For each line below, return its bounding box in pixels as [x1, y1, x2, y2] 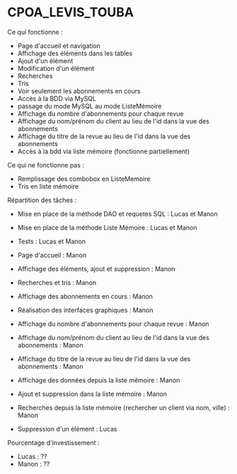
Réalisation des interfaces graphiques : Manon [17, 306, 154, 314]
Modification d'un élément [17, 64, 95, 72]
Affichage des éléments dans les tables [17, 49, 133, 57]
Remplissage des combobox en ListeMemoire [17, 175, 151, 183]
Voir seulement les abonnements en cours [17, 87, 141, 95]
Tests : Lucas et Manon [17, 237, 86, 246]
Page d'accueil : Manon [17, 250, 87, 259]
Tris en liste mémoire [17, 182, 79, 190]
